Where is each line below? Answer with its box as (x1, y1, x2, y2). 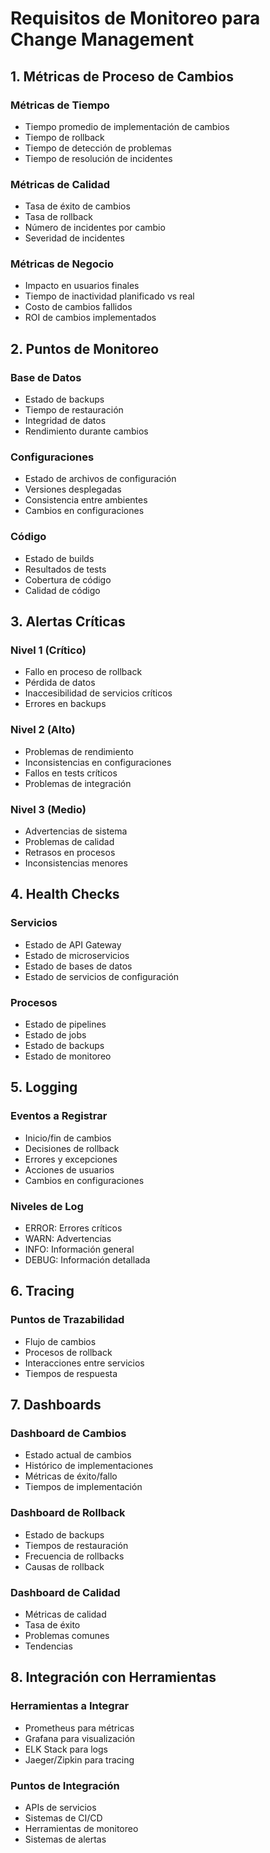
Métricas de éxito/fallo (24, 1470, 118, 1482)
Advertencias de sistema (24, 825, 128, 837)
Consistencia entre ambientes (24, 494, 148, 506)
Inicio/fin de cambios (24, 1132, 112, 1144)
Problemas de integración (24, 777, 132, 789)
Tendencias (24, 1640, 73, 1652)
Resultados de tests (24, 563, 107, 575)
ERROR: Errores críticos (24, 1222, 123, 1234)
